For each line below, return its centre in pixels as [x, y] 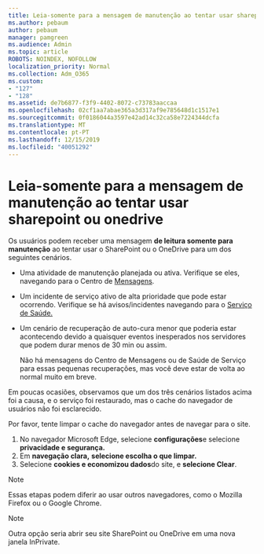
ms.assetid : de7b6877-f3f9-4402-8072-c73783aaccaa [93, 103]
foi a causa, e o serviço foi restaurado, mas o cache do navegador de [121, 401]
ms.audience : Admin [40, 45]
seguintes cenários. [40, 258]
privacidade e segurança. [62, 448]
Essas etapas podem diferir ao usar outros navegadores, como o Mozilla [125, 495]
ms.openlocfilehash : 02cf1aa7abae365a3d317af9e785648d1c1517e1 [114, 111]
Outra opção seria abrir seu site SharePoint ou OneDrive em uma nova [122, 534]
